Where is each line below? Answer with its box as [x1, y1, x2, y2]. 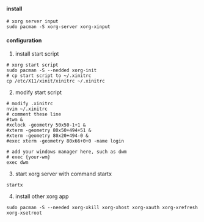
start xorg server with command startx [15, 170, 112, 177]
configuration [6, 37, 42, 44]
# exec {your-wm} [6, 154, 51, 160]
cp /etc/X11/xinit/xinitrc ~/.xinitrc [6, 78, 105, 84]
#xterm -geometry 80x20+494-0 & [6, 133, 89, 139]
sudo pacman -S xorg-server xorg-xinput [6, 24, 111, 30]
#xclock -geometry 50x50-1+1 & [6, 122, 86, 128]
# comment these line [6, 111, 62, 117]
